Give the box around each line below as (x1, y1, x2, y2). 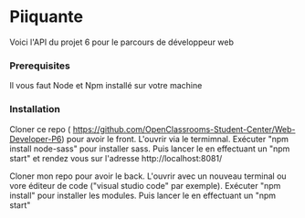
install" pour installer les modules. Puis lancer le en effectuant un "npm (9, 190, 277, 201)
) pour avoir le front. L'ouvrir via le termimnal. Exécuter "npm (61, 133, 289, 144)
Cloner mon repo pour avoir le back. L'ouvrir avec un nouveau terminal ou (9, 171, 287, 182)
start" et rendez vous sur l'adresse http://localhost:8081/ (9, 152, 223, 163)
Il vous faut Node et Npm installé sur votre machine (9, 80, 203, 91)
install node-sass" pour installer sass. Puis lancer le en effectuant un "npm (9, 143, 290, 154)
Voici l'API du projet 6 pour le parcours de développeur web (9, 36, 235, 47)
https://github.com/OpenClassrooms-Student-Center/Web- (72, 123, 296, 134)
